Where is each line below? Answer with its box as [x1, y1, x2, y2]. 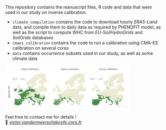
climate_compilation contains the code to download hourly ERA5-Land [12, 19, 158, 25]
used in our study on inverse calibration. [5, 9, 87, 15]
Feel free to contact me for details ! [5, 114, 77, 120]
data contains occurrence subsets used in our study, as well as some [12, 50, 153, 56]
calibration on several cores [12, 45, 69, 51]
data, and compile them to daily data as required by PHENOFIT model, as [12, 24, 161, 30]
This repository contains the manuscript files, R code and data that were [5, 4, 152, 10]
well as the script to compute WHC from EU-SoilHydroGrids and [12, 30, 143, 35]
